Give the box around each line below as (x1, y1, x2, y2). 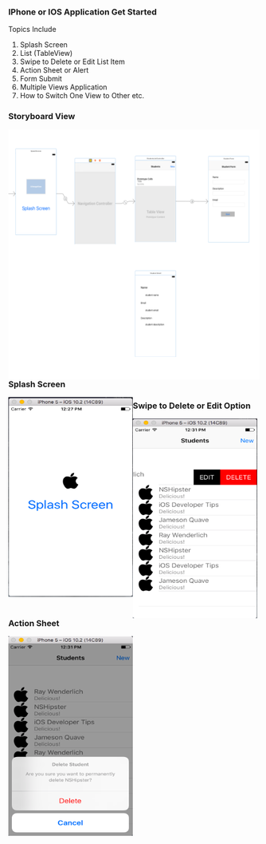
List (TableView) (19, 49, 73, 58)
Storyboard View (8, 111, 76, 122)
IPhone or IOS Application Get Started (8, 6, 158, 18)
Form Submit (19, 74, 62, 84)
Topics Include (8, 25, 57, 34)
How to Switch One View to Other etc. (19, 91, 145, 101)
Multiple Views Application (19, 82, 108, 92)
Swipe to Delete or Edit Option (132, 400, 251, 411)
